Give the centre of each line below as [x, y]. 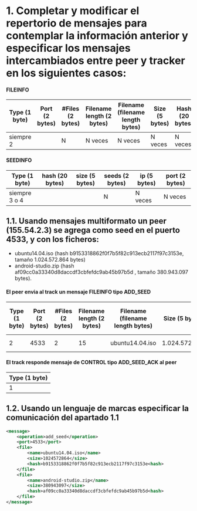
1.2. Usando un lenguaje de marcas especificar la [98, 409]
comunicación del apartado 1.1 [62, 418]
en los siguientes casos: [66, 73]
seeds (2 [117, 175]
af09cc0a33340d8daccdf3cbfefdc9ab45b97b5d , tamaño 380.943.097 [101, 272]
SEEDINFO [19, 160]
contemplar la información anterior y [97, 36]
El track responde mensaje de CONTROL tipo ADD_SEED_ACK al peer [91, 363]
